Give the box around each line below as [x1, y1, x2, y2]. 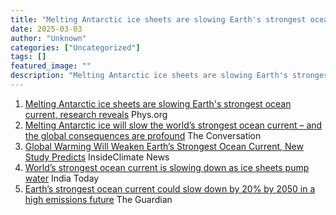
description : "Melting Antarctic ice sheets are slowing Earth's [10, 71, 288, 81]
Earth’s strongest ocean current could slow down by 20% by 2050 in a [24, 182, 316, 195]
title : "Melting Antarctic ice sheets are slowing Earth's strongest [10, 14, 307, 25]
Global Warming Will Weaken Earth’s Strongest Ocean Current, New [24, 140, 304, 152]
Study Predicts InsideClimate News [24, 151, 170, 163]
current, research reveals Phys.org [24, 108, 168, 120]
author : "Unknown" [10, 33, 87, 43]
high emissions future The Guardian [24, 193, 173, 205]
